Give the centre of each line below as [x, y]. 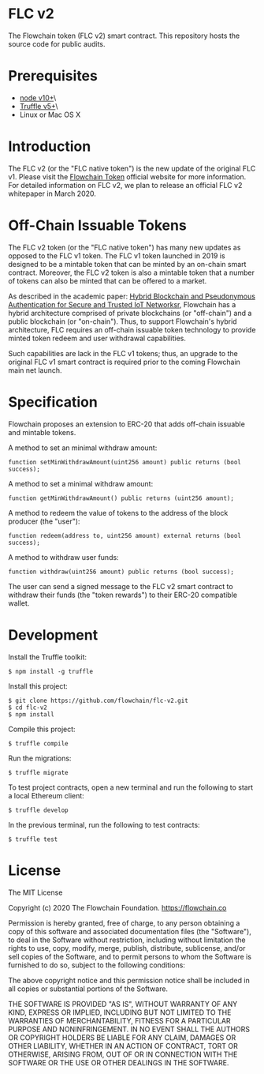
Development [53, 635]
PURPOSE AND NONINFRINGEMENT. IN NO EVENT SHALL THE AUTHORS [129, 1029]
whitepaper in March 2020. [52, 193]
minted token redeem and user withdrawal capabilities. [97, 338]
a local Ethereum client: [46, 795]
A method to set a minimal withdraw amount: [81, 483]
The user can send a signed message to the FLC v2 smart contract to [121, 586]
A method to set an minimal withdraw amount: [83, 448]
